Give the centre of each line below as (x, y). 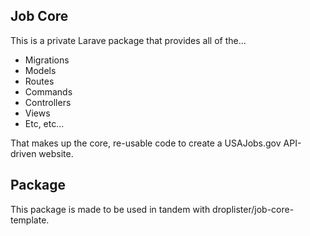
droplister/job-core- (253, 209)
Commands (48, 91)
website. (56, 153)
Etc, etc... (44, 123)
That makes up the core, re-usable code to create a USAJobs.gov (146, 143)
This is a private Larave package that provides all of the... (128, 40)
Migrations (47, 60)
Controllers (48, 102)
